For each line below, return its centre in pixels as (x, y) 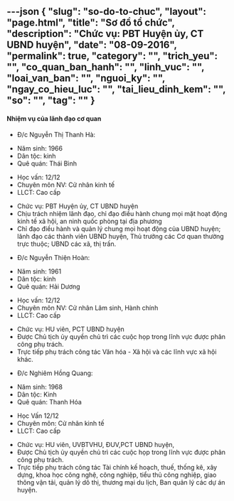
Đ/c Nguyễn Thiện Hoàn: (53, 257)
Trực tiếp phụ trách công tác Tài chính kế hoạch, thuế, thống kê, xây (117, 467)
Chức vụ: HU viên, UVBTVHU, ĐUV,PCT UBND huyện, (96, 444)
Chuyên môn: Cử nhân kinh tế (60, 423)
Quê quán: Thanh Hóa (49, 402)
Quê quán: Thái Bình (47, 163)
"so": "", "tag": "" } (51, 101)
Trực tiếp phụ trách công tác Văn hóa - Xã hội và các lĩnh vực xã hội (117, 352)
